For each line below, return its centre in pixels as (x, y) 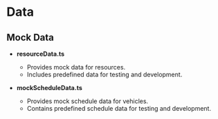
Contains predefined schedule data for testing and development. (119, 108)
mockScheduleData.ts (49, 88)
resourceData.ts (40, 54)
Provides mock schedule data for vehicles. (88, 101)
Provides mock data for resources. (76, 67)
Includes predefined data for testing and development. (105, 74)
